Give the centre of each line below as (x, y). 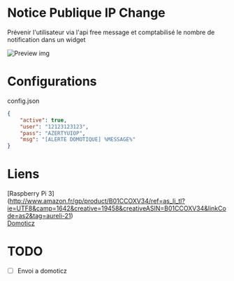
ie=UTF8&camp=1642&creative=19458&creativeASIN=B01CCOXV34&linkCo (117, 208)
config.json (23, 101)
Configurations (52, 81)
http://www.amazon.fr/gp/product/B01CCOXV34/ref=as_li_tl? (97, 201)
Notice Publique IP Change (86, 13)
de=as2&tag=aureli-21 (39, 216)
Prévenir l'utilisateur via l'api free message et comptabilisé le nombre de (111, 32)
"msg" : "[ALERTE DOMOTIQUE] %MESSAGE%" (78, 140)
